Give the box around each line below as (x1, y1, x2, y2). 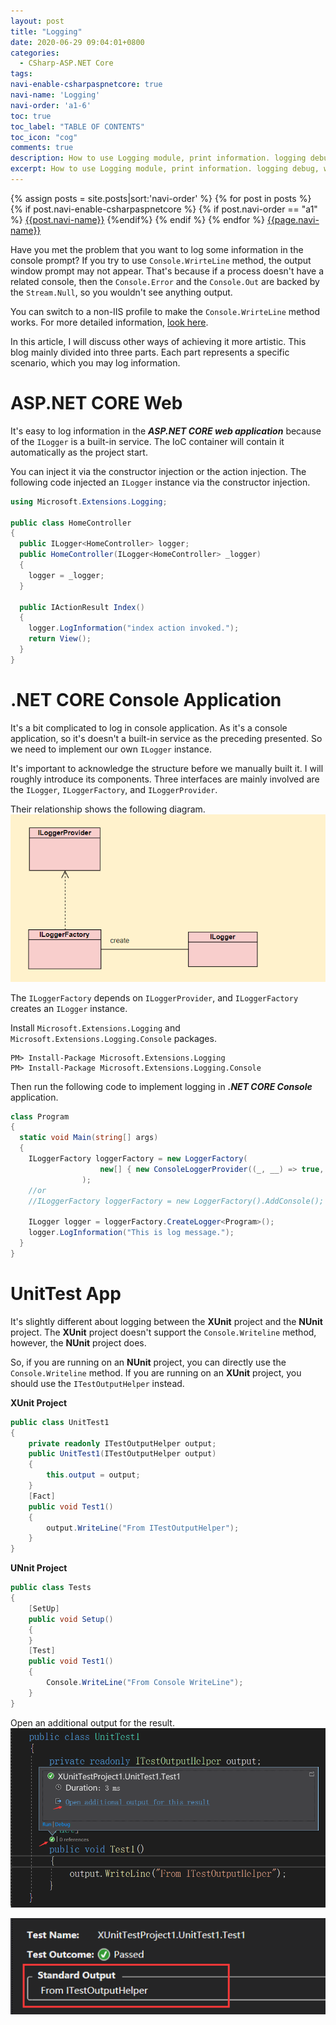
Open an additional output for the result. (10, 1716, 175, 1729)
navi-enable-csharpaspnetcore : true (10, 80, 163, 90)
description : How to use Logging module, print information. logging (10, 153, 307, 164)
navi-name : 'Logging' (10, 90, 101, 100)
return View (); (28, 634, 92, 644)
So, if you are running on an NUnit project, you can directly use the (10, 1356, 287, 1368)
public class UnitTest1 (10, 1417, 110, 1427)
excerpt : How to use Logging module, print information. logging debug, (10, 164, 320, 174)
